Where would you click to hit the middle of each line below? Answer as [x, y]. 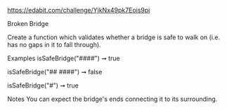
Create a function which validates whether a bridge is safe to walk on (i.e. [114, 37]
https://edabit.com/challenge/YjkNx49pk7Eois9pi [79, 10]
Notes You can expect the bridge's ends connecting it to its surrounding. [112, 99]
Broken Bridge [28, 23]
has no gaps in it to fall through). [54, 44]
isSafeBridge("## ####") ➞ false [55, 72]
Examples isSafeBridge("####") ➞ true [64, 58]
